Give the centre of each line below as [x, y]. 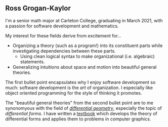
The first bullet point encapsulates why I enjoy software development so [80, 82]
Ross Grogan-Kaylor [38, 8]
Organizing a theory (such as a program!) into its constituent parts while [88, 46]
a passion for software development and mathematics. [62, 26]
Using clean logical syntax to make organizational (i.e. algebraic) [88, 56]
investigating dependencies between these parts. [64, 51]
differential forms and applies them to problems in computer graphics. [78, 119]
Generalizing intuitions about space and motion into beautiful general [85, 67]
